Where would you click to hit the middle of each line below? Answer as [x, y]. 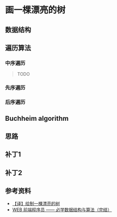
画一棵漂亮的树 [35, 10]
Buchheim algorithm [37, 118]
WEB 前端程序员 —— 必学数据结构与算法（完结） [62, 210]
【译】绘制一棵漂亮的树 [36, 204]
